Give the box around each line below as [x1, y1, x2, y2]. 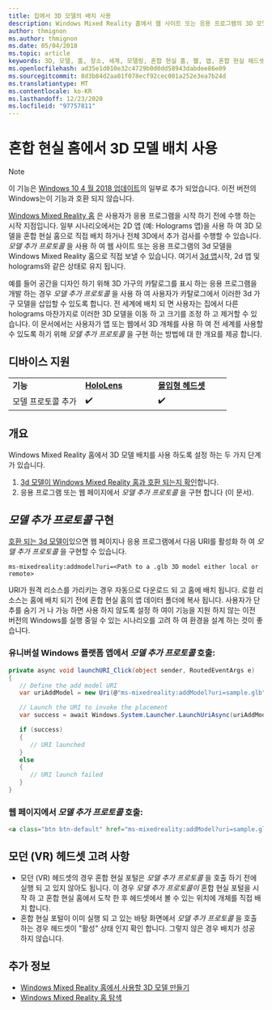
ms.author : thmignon [8, 34, 79, 43]
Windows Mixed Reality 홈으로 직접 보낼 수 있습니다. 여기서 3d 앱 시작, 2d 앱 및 [8, 252, 261, 261]
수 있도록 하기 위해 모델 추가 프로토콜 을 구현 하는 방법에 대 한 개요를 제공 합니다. [8, 329, 263, 339]
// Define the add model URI [19, 681, 117, 690]
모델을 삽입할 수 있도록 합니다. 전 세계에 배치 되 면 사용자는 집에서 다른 [16, 299, 239, 308]
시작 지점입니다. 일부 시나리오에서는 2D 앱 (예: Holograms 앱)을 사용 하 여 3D [8, 221, 253, 231]
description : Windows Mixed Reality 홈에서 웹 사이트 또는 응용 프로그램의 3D [8, 19, 253, 28]
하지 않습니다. [19, 933, 65, 943]
